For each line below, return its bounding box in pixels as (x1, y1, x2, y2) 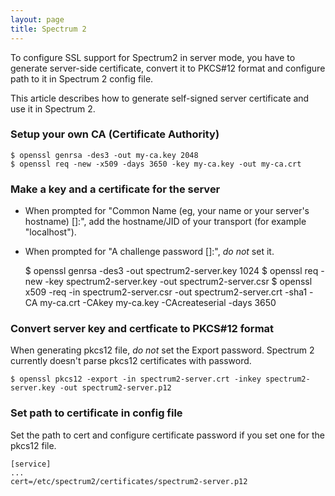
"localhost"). (24, 226, 77, 238)
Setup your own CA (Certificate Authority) (10, 127, 220, 141)
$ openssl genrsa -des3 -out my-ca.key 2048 (10, 150, 199, 160)
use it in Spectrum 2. (10, 102, 96, 115)
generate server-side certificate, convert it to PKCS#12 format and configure (10, 62, 326, 74)
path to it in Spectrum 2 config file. (10, 72, 154, 85)
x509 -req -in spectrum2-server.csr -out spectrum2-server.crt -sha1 (24, 286, 308, 298)
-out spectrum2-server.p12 (59, 383, 172, 393)
